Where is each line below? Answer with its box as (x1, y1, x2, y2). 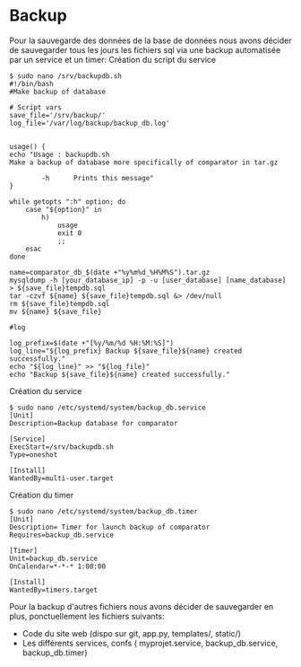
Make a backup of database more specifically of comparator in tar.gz (9, 158, 279, 167)
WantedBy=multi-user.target (9, 473, 115, 483)
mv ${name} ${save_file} (9, 307, 102, 316)
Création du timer (9, 489, 74, 500)
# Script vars (9, 102, 63, 112)
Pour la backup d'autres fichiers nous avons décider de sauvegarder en (9, 601, 274, 611)
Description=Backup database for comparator (9, 418, 178, 427)
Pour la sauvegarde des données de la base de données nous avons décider (9, 35, 292, 46)
